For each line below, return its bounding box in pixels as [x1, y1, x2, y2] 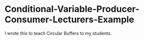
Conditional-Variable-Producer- [4, 3, 140, 15]
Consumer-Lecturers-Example [4, 14, 135, 25]
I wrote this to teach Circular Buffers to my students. [4, 30, 112, 36]
